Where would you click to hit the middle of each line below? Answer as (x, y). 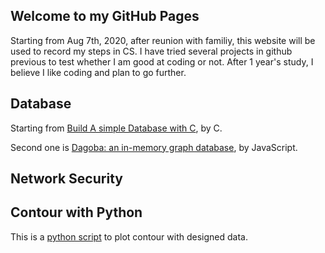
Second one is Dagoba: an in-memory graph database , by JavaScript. (154, 147)
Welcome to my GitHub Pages (105, 16)
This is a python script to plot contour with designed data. (129, 236)
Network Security (66, 179)
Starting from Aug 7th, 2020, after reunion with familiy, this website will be (163, 40)
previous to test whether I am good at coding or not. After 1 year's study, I (162, 61)
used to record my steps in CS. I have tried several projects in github (151, 51)
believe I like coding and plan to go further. (98, 72)
